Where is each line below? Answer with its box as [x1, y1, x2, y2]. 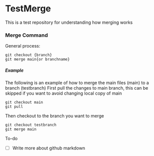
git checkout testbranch [5, 122, 57, 128]
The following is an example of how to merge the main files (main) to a [5, 80, 149, 86]
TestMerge [5, 3, 51, 14]
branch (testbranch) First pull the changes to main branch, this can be [5, 85, 149, 91]
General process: [5, 43, 41, 49]
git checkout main [5, 100, 43, 105]
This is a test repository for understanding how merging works [5, 19, 133, 25]
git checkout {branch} [5, 52, 52, 57]
